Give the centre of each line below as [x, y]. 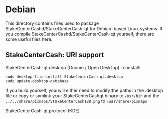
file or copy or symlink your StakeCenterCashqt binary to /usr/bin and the [82, 96]
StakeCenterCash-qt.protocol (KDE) [42, 111]
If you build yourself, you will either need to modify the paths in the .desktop [84, 90]
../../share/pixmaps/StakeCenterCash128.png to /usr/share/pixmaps [76, 101]
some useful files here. [29, 39]
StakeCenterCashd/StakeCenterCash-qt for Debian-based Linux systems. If [84, 28]
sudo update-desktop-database [37, 81]
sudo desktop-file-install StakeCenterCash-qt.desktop [64, 77]
